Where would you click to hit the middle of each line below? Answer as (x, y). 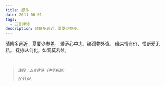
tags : (11, 19)
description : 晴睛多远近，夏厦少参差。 (43, 29)
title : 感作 (17, 10)
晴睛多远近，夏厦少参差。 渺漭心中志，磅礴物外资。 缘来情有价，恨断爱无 (82, 44)
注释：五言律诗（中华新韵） (42, 71)
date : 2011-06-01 (24, 15)
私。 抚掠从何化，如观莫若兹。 (37, 50)
